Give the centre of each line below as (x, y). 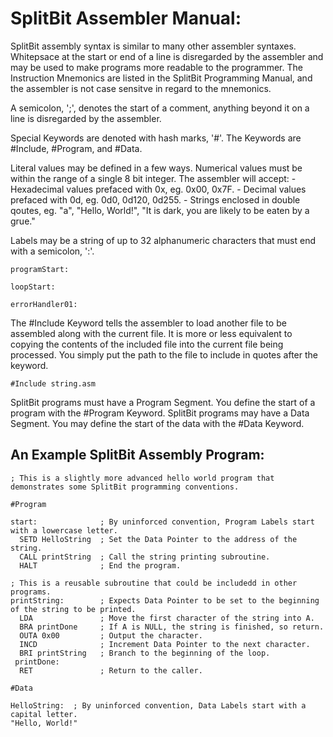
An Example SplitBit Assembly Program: (137, 455)
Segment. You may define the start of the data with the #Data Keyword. (157, 423)
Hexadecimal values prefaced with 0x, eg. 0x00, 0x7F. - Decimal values (158, 189)
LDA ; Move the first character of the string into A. (167, 618)
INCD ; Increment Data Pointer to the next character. (165, 644)
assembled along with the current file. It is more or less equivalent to (151, 333)
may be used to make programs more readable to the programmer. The (156, 67)
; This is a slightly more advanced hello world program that (142, 478)
